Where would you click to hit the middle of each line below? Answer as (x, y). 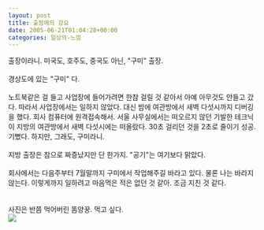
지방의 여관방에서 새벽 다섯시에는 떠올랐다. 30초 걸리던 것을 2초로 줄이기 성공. (136, 127)
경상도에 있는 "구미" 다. (44, 79)
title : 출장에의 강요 (39, 23)
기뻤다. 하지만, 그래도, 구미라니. (56, 137)
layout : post (30, 15)
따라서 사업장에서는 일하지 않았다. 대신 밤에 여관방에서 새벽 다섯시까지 (126, 107)
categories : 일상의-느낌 (45, 37)
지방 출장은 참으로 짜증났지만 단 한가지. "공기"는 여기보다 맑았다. (107, 155)
